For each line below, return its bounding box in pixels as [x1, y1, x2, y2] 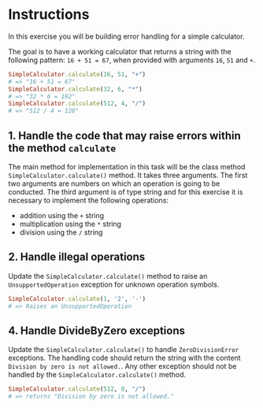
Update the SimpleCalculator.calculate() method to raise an [8, 271, 208, 280]
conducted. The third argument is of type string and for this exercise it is [8, 187, 243, 196]
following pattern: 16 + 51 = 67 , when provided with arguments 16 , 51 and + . [8, 55, 256, 65]
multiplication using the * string [19, 219, 122, 228]
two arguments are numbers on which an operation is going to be [8, 179, 220, 188]
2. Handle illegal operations [8, 250, 146, 264]
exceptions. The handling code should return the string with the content [8, 353, 242, 363]
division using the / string [19, 228, 103, 237]
